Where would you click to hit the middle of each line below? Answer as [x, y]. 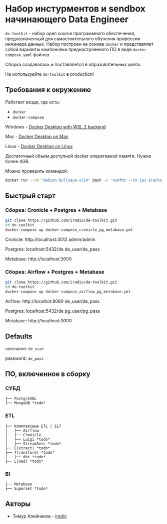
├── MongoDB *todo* [25, 403]
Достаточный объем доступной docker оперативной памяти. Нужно [78, 156]
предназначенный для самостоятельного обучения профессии [73, 39]
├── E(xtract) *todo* [28, 448]
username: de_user [24, 348]
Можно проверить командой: [37, 171]
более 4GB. [17, 161]
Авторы [18, 504]
